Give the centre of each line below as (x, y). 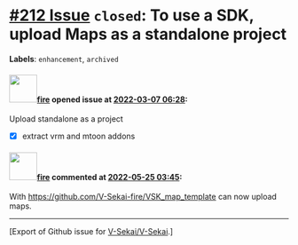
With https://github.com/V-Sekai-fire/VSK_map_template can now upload (143, 197)
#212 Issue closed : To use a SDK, (132, 16)
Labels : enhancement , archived (64, 59)
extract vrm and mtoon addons (78, 136)
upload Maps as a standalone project (148, 34)
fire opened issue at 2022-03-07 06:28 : (112, 99)
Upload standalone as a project (67, 119)
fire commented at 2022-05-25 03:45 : (110, 177)
